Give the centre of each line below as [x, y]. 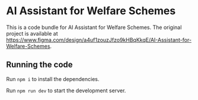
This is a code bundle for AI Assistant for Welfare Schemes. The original [94, 27]
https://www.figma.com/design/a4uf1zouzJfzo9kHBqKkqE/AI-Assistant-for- [99, 40]
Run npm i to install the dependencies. [53, 79]
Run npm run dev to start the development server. [66, 91]
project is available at [32, 33]
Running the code [39, 65]
